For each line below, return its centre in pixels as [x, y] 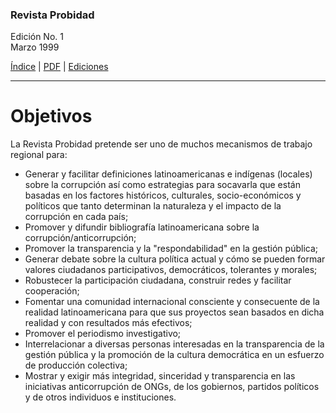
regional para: [39, 155]
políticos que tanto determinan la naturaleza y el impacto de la [153, 206]
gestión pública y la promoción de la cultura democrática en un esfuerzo [174, 355]
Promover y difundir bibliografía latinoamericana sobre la [142, 227]
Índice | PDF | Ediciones [59, 67]
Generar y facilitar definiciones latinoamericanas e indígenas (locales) [168, 174]
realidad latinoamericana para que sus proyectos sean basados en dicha [174, 312]
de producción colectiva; [76, 365]
